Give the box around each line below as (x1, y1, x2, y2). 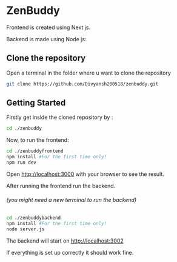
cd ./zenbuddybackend (6, 215, 61, 221)
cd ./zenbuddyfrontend (6, 148, 64, 155)
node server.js (6, 226, 45, 232)
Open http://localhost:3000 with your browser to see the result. (6, 170, 165, 178)
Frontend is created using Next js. (6, 24, 91, 31)
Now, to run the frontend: (6, 136, 69, 144)
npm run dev (6, 160, 36, 166)
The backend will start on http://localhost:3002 (6, 237, 124, 244)
